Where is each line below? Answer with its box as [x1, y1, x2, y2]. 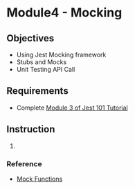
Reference [6, 159, 42, 168]
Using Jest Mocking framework [16, 50, 107, 59]
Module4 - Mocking [6, 5, 123, 21]
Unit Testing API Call [16, 66, 75, 73]
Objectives [6, 32, 55, 44]
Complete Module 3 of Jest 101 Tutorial [16, 103, 129, 112]
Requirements [6, 85, 69, 97]
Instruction [6, 123, 55, 135]
